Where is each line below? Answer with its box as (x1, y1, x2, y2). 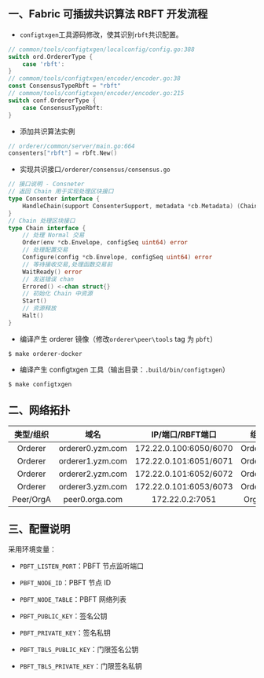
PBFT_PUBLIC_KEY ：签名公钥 (19, 611, 108, 621)
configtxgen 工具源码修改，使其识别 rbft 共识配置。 (19, 30, 183, 39)
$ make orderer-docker (8, 350, 82, 357)
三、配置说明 (8, 522, 71, 536)
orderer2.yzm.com (58, 468, 128, 479)
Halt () (22, 312, 44, 320)
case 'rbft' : (22, 60, 65, 68)
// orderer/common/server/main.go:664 (8, 142, 135, 150)
